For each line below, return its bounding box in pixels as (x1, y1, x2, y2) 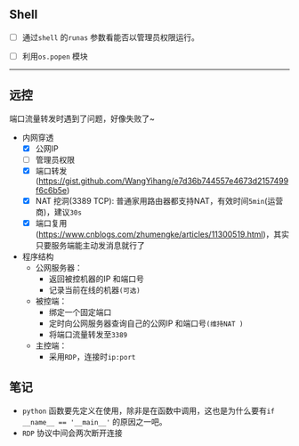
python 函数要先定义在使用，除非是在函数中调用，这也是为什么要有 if (21, 405, 276, 416)
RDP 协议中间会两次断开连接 (21, 427, 123, 438)
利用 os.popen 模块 (21, 51, 88, 61)
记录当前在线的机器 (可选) (48, 285, 141, 296)
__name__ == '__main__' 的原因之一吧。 (21, 416, 167, 426)
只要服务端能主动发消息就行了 (35, 240, 145, 251)
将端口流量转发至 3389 (48, 329, 128, 340)
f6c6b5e (35, 184, 68, 195)
